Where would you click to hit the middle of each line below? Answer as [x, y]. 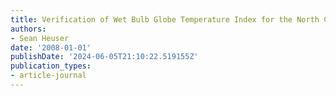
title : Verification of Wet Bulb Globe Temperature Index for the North [165, 19]
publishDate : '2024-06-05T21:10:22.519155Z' [104, 57]
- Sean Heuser [40, 38]
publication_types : [51, 66]
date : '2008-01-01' [51, 47]
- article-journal [48, 76]
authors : [28, 29]
